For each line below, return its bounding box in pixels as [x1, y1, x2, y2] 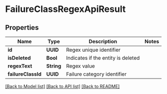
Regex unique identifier [65, 46, 121, 53]
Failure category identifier [65, 71, 126, 78]
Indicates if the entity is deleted [65, 55, 140, 61]
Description [88, 38, 117, 45]
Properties [5, 23, 39, 32]
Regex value [65, 63, 95, 69]
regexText [7, 63, 32, 69]
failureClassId [7, 71, 41, 78]
